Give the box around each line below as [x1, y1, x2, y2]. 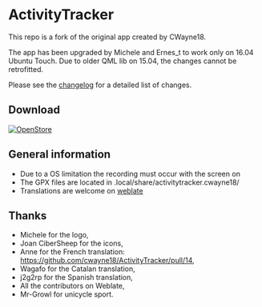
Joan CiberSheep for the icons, [19, 238, 123, 249]
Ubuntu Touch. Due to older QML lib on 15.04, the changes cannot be [8, 56, 237, 66]
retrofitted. [8, 64, 44, 74]
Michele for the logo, [19, 230, 89, 240]
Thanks [8, 209, 47, 222]
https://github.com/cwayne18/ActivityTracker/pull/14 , [19, 256, 195, 265]
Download [8, 103, 60, 117]
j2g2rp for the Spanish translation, [19, 273, 134, 282]
